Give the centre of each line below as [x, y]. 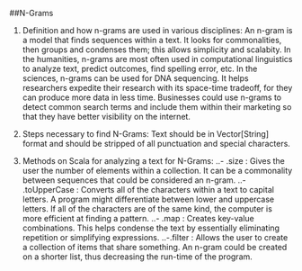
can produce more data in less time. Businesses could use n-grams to [151, 97]
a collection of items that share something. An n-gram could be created [155, 247]
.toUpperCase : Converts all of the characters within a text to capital [148, 190]
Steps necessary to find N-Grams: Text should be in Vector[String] [146, 134]
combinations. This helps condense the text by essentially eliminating [151, 228]
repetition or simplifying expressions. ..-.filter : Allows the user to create [155, 237]
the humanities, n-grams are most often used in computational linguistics [157, 59]
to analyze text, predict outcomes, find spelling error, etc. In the [140, 68]
